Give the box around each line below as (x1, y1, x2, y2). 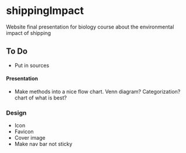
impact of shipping (6, 29, 51, 36)
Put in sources (14, 62, 50, 69)
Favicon (14, 128, 34, 135)
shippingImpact (6, 4, 85, 17)
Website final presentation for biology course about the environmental (6, 23, 174, 30)
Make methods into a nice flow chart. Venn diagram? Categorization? (14, 88, 181, 95)
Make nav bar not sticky (14, 141, 73, 148)
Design (6, 109, 27, 117)
